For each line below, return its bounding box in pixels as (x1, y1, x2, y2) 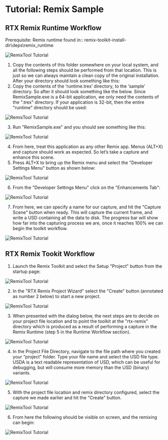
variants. (12, 370, 31, 376)
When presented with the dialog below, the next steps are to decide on (12, 313, 159, 319)
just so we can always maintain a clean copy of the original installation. (12, 72, 160, 79)
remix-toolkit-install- (84, 37, 127, 43)
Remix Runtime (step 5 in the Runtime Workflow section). (12, 329, 131, 335)
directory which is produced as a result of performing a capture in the (12, 323, 157, 329)
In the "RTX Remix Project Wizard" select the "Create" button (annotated (12, 288, 163, 294)
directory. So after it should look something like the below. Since (12, 89, 146, 94)
